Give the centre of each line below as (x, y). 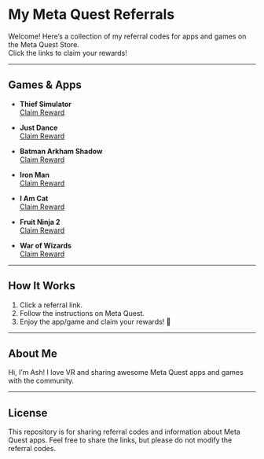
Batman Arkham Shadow (61, 151)
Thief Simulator (46, 104)
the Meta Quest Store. (44, 44)
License (28, 413)
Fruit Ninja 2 (40, 222)
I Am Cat (34, 198)
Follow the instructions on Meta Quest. (82, 313)
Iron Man (34, 174)
